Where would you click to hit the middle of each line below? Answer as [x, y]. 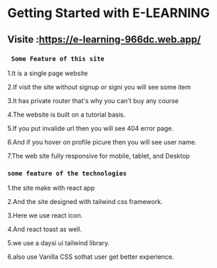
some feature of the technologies [67, 173]
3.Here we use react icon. [45, 215]
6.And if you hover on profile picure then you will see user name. [102, 142]
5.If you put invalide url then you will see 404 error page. [91, 128]
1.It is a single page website [48, 73]
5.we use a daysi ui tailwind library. [59, 243]
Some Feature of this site [58, 59]
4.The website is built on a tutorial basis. [67, 114]
